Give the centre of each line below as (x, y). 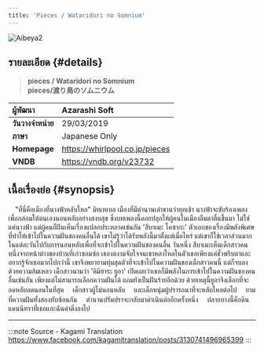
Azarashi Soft (88, 111)
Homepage (33, 149)
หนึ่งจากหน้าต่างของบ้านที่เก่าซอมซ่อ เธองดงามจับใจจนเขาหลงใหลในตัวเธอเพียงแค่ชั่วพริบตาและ (130, 254)
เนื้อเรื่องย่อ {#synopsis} (62, 189)
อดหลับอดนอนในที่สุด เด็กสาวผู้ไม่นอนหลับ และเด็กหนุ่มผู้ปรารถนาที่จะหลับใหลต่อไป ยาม (132, 290)
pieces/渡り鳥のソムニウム (71, 90)
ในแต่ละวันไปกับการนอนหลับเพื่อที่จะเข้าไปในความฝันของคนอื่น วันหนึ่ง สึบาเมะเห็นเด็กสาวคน (128, 245)
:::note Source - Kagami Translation (66, 332)
